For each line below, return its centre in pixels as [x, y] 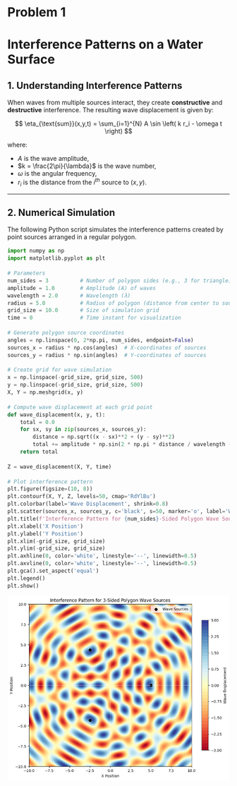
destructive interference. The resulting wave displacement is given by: [110, 110]
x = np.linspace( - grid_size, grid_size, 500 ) [75, 377]
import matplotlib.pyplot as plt [56, 258]
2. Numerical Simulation [61, 213]
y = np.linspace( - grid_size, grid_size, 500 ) [75, 385]
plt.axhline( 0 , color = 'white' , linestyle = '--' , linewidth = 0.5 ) [102, 556]
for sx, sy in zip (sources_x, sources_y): [83, 430]
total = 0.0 [37, 422]
